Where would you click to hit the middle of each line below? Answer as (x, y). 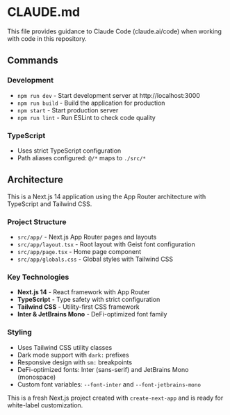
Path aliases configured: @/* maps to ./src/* (81, 158)
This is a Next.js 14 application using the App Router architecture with (107, 196)
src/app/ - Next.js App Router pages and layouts (87, 237)
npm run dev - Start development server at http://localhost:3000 (108, 95)
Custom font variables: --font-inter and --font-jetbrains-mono (109, 384)
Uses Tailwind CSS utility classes (65, 347)
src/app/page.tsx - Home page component (79, 252)
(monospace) (36, 377)
